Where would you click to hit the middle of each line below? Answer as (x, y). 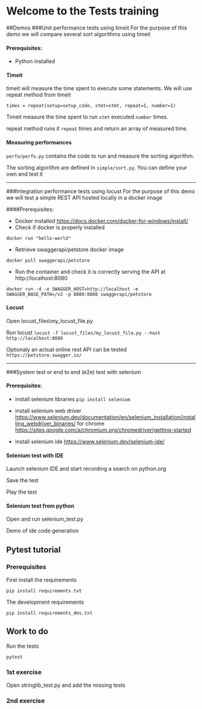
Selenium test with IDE (35, 455)
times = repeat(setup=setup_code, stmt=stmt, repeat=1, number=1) (91, 106)
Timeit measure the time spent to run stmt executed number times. (87, 117)
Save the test (23, 480)
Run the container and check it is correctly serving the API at (90, 271)
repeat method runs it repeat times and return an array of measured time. (97, 129)
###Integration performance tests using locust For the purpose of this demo (101, 191)
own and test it (25, 174)
